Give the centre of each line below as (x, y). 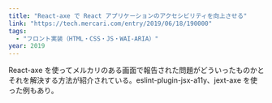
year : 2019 (27, 46)
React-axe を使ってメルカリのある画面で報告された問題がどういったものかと (136, 71)
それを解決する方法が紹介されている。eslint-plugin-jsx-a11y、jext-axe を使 (133, 80)
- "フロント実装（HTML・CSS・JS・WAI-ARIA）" (87, 39)
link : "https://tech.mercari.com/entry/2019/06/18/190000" (110, 24)
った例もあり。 (33, 91)
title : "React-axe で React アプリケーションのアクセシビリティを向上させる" (128, 16)
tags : (17, 31)
